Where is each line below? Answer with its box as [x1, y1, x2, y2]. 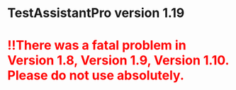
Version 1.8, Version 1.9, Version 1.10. [7, 52, 229, 69]
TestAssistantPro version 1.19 [7, 5, 185, 21]
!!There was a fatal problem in [7, 38, 186, 54]
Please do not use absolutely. [7, 67, 184, 84]
